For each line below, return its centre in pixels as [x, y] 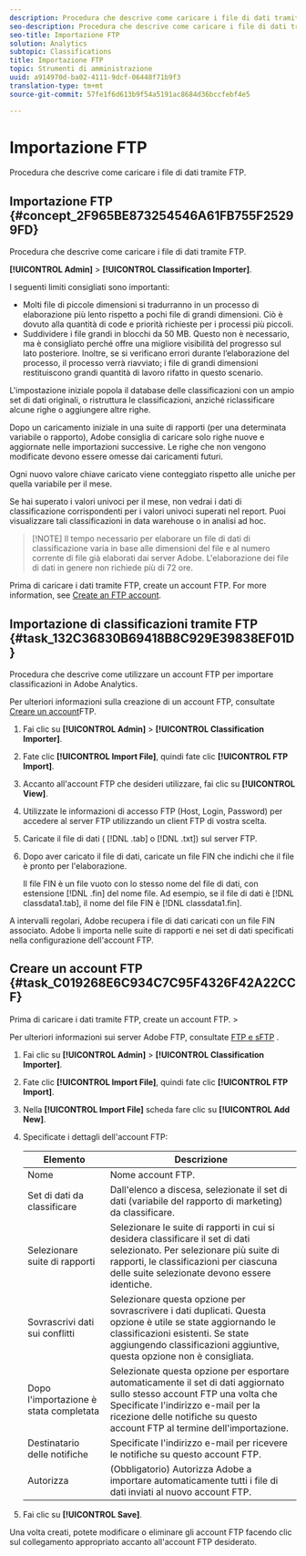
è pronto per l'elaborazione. [75, 866]
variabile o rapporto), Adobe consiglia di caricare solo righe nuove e [137, 437]
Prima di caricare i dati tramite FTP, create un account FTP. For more [138, 586]
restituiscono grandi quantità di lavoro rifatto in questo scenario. [143, 373]
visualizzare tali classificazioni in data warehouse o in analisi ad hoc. [138, 521]
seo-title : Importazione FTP [65, 35]
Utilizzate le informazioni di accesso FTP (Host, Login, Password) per [153, 811]
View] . [35, 794]
